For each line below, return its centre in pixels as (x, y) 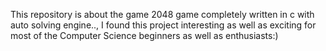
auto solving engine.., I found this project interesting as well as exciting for (163, 25)
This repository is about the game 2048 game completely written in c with (162, 14)
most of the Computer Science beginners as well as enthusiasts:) (144, 35)
